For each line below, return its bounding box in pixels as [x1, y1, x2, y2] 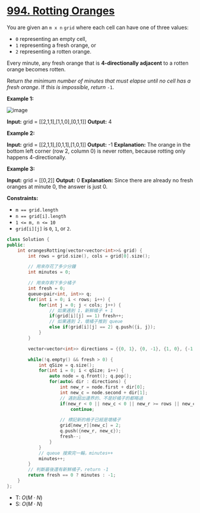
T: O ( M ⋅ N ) [15, 494, 43, 501]
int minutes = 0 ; [28, 269, 71, 275]
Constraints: [7, 194, 39, 201]
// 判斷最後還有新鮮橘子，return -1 [28, 467, 109, 473]
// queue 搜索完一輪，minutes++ [38, 450, 113, 456]
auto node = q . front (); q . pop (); [49, 373, 132, 379]
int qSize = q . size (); [38, 362, 95, 368]
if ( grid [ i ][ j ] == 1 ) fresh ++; [49, 313, 124, 319]
